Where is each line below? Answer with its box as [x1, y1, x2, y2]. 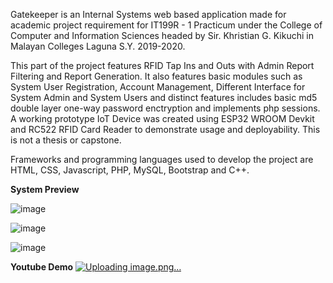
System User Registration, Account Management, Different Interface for [10, 81, 306, 93]
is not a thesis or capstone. [10, 134, 122, 146]
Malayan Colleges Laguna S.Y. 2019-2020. [10, 40, 186, 52]
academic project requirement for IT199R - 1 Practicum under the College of [10, 19, 323, 31]
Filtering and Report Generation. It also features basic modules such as [10, 70, 303, 82]
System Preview [10, 184, 80, 195]
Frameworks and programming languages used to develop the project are [10, 154, 314, 165]
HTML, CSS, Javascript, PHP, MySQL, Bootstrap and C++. [10, 164, 250, 176]
